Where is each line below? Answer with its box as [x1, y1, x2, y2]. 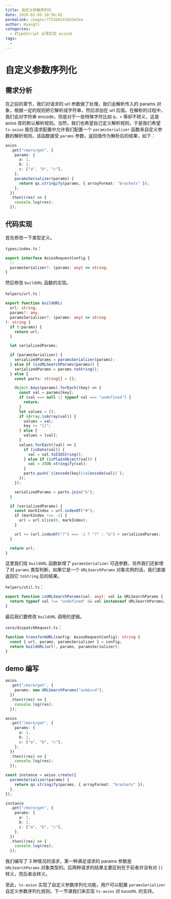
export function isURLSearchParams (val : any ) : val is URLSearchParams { [5, 594, 163, 599]
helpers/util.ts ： [5, 584, 44, 590]
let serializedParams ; [10, 343, 58, 348]
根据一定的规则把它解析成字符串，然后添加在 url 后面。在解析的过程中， [14, 107, 166, 113]
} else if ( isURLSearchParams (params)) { [10, 362, 100, 367]
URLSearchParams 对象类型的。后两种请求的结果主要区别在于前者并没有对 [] [5, 864, 163, 871]
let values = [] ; [18, 409, 56, 414]
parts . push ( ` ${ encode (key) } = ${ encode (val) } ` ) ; [23, 471, 125, 476]
